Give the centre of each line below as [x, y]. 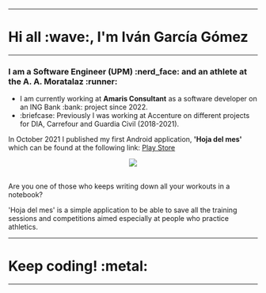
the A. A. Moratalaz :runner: [63, 82]
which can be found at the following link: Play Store [92, 148]
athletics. [23, 227]
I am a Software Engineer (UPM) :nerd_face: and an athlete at [128, 71]
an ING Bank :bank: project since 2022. [84, 107]
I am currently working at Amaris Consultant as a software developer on [138, 99]
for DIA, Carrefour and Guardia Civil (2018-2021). [99, 124]
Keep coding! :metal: [78, 266]
